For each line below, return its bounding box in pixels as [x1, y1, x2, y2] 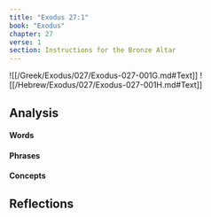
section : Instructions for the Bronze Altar [9, 46, 176, 55]
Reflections [9, 196, 74, 211]
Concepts [9, 170, 46, 182]
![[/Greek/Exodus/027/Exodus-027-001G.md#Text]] [9, 70, 199, 81]
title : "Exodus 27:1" [9, 12, 90, 22]
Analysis [9, 105, 59, 120]
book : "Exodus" [9, 21, 66, 30]
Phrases [9, 150, 41, 160]
